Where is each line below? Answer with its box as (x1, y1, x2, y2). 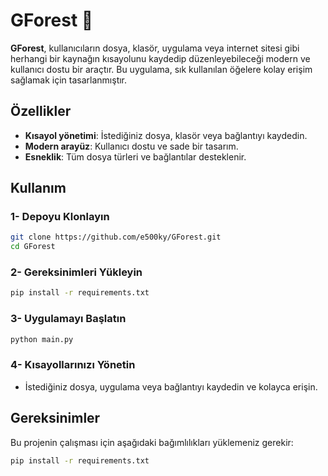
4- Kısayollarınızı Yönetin (10, 358, 136, 372)
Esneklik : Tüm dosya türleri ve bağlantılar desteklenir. (24, 150, 247, 163)
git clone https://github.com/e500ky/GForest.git (10, 232, 222, 243)
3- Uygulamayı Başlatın (10, 312, 127, 326)
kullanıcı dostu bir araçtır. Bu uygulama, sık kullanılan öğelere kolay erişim (10, 63, 313, 75)
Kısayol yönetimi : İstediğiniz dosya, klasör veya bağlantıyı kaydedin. (24, 129, 308, 141)
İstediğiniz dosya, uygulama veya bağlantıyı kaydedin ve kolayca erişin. (24, 380, 318, 393)
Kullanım (10, 180, 67, 197)
